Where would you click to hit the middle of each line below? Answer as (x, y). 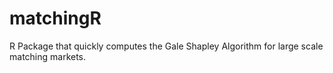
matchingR (55, 18)
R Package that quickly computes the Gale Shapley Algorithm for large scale (166, 46)
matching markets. (48, 56)
